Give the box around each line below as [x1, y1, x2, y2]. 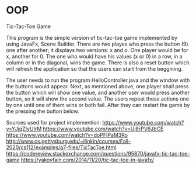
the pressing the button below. [6, 108, 79, 115]
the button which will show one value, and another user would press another [6, 89, 190, 96]
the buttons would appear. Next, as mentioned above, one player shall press [6, 82, 189, 89]
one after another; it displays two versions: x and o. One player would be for [6, 46, 188, 53]
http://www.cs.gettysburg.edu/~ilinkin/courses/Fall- [6, 137, 131, 144]
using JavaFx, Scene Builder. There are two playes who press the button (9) [6, 40, 188, 47]
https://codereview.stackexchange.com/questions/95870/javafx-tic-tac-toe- [6, 150, 190, 157]
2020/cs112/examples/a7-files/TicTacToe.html [6, 144, 117, 151]
